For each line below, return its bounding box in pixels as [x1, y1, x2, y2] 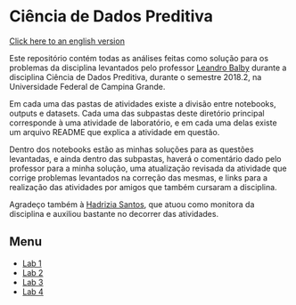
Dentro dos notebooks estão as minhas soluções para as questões [9, 144, 254, 155]
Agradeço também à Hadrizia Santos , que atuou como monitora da [9, 198, 255, 210]
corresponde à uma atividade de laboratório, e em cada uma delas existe [9, 117, 278, 128]
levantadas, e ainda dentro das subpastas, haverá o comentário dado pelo [9, 153, 282, 164]
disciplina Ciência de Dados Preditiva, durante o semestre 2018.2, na [9, 71, 262, 82]
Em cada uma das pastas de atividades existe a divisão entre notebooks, [9, 98, 276, 108]
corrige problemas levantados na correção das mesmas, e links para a [9, 172, 268, 183]
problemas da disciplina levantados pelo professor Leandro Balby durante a [9, 62, 287, 73]
